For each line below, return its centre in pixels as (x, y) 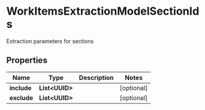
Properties (27, 60)
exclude (21, 98)
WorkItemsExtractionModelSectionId (103, 11)
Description (96, 78)
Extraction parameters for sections (50, 41)
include (20, 88)
